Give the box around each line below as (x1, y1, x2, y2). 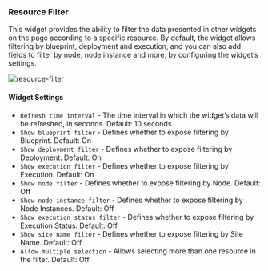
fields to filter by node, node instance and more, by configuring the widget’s (8, 50, 258, 60)
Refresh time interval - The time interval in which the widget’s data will (19, 110, 259, 120)
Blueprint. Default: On (19, 135, 92, 145)
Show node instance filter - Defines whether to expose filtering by (19, 195, 244, 205)
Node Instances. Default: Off (19, 203, 114, 213)
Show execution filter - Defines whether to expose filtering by (19, 161, 230, 170)
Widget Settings (8, 92, 64, 102)
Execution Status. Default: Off (19, 221, 118, 230)
